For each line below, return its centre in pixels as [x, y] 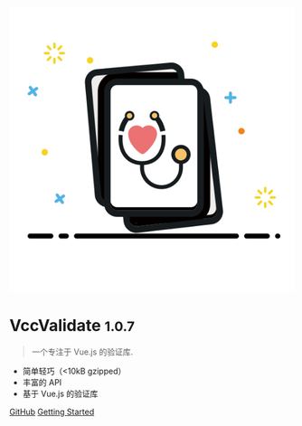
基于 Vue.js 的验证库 [60, 393]
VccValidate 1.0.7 [72, 326]
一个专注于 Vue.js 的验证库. [82, 352]
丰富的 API [42, 382]
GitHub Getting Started [52, 412]
